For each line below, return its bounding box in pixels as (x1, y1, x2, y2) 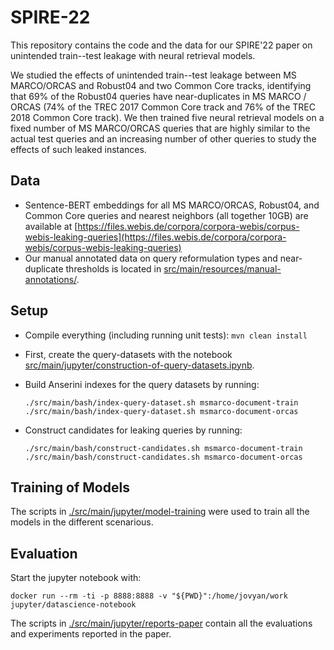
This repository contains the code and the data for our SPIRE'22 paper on (10, 39, 313, 51)
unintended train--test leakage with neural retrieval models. (10, 49, 256, 61)
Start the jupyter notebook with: (10, 572, 142, 584)
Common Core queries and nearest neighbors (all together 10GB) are (24, 209, 309, 221)
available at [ (24, 220, 78, 232)
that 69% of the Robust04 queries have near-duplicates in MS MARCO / (10, 90, 307, 102)
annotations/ (24, 273, 77, 285)
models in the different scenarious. (10, 516, 154, 528)
